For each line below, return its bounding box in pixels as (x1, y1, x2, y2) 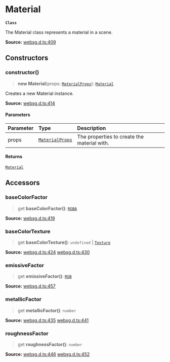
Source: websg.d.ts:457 (5, 283, 56, 289)
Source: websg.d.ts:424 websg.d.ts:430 (5, 249, 90, 256)
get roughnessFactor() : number (17, 341, 82, 347)
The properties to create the (77, 133, 144, 140)
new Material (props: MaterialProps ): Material (17, 80, 114, 87)
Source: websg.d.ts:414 (5, 100, 55, 106)
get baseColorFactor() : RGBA (17, 205, 77, 211)
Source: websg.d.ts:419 (5, 215, 55, 221)
